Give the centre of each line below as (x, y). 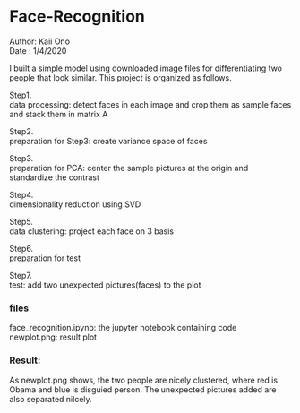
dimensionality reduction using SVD (75, 204)
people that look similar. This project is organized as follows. (121, 77)
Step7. (21, 275)
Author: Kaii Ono (39, 41)
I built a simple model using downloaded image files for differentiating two (146, 68)
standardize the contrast (55, 177)
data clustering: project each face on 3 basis (92, 231)
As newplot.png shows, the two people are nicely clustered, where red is (144, 380)
